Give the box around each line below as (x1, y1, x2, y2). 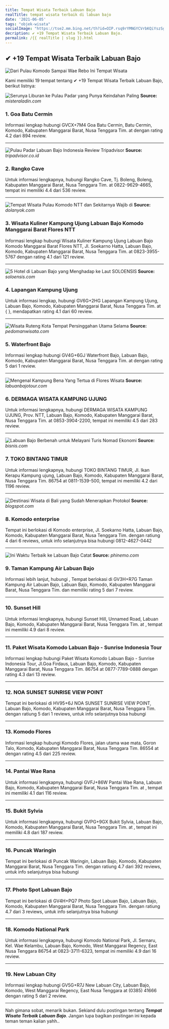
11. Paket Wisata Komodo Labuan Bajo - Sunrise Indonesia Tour (5, 644, 162, 651)
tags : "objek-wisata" (5, 21, 51, 27)
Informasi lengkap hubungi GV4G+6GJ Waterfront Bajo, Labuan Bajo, (5, 352, 149, 358)
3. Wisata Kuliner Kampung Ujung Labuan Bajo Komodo (5, 220, 144, 227)
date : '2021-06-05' (5, 17, 46, 22)
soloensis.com (5, 274, 35, 280)
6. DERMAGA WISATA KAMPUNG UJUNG (5, 396, 107, 403)
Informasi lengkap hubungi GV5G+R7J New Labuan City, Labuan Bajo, (5, 982, 150, 988)
